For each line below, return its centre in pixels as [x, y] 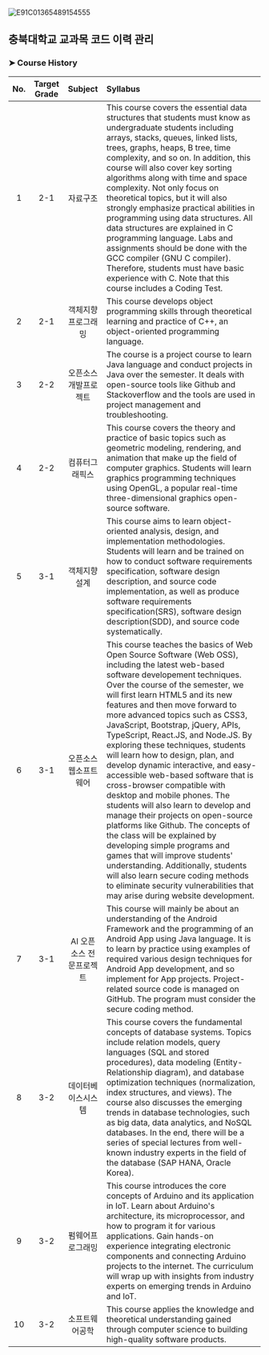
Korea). [120, 1173]
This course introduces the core [167, 1186]
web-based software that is [201, 775]
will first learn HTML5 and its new [170, 695]
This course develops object [160, 301]
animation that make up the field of [172, 458]
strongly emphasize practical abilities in [181, 207]
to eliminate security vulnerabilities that [180, 885]
